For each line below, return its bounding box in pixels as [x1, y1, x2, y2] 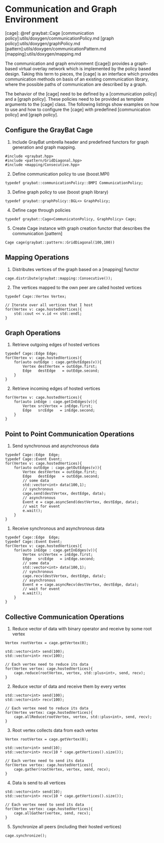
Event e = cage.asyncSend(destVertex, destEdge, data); [23, 500, 139, 505]
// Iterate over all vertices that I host [5, 302, 93, 307]
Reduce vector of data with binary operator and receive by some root [12, 626, 152, 631]
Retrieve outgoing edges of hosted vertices [12, 342, 100, 348]
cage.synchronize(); [5, 833, 47, 838]
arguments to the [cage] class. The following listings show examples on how [5, 101, 159, 107]
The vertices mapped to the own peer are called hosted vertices [12, 284, 142, 290]
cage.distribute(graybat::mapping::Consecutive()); [5, 276, 113, 281]
